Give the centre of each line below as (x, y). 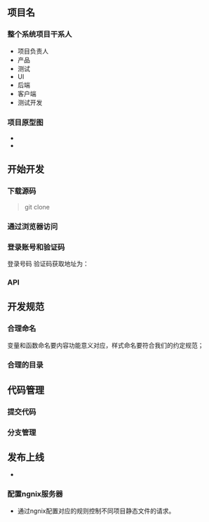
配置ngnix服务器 (35, 494)
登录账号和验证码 (36, 247)
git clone (37, 207)
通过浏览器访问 (33, 226)
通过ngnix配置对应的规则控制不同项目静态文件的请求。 (96, 511)
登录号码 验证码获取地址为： (48, 263)
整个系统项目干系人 (40, 34)
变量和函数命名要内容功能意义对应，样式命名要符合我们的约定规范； (106, 345)
